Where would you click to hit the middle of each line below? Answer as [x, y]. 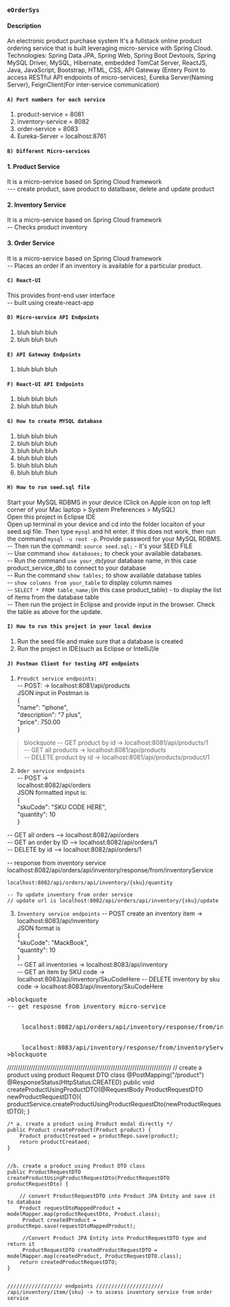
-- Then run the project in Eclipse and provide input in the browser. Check [111, 604]
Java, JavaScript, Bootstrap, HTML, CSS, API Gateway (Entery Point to [106, 70]
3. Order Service [31, 242]
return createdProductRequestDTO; [68, 1262]
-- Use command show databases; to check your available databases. [105, 553]
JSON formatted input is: [52, 793]
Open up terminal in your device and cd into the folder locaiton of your [106, 524]
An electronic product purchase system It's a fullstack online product [104, 41]
